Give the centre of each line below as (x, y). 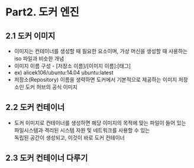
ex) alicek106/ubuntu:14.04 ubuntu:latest (64, 72)
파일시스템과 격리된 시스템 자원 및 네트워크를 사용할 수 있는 (82, 130)
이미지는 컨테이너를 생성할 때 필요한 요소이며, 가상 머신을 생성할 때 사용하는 (101, 51)
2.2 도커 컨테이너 (35, 107)
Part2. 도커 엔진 (42, 12)
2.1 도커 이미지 (30, 36)
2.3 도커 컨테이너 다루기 (47, 158)
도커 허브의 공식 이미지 (51, 87)
